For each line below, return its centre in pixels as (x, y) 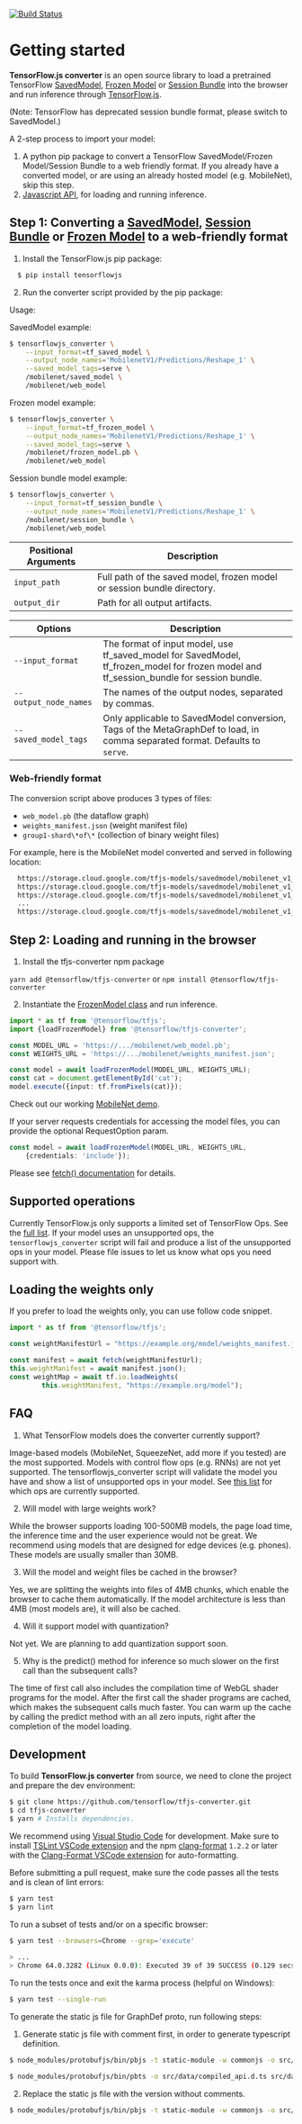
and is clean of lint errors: (57, 1882)
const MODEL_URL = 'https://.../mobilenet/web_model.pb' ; (120, 1045)
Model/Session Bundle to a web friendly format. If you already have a (151, 166)
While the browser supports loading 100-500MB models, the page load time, (151, 1525)
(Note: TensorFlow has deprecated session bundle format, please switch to (148, 112)
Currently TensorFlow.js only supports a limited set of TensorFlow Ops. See (149, 1223)
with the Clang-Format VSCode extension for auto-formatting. (124, 1855)
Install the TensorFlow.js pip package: (92, 258)
